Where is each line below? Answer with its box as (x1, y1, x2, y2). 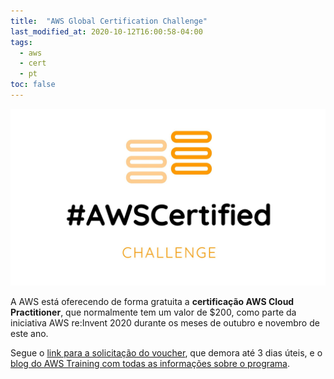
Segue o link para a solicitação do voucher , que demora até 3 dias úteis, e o (10, 347, 323, 359)
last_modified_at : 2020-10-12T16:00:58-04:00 (10, 26, 203, 37)
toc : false (10, 80, 56, 90)
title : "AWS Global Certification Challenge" (10, 16, 208, 26)
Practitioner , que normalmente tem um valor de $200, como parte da (10, 306, 297, 319)
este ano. (10, 328, 49, 340)
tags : (10, 37, 33, 47)
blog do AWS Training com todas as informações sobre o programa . (10, 358, 291, 370)
